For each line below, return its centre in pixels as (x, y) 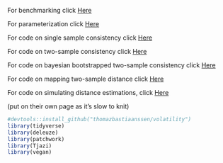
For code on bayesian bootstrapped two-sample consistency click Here (111, 65)
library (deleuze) (33, 133)
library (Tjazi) (30, 146)
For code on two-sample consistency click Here (77, 51)
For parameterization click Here (53, 24)
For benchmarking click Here (50, 10)
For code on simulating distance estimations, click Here (88, 92)
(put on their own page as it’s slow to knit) (68, 106)
